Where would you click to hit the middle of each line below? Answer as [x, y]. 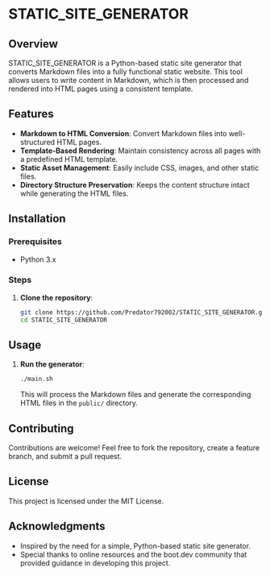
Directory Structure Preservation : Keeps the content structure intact [135, 184]
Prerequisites [35, 242]
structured [37, 142]
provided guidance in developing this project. [95, 563]
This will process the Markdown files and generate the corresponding [135, 395]
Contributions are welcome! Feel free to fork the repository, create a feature [134, 448]
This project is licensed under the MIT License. [86, 501]
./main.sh [37, 379]
